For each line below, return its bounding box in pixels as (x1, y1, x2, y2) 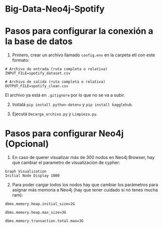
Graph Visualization (5, 169, 47, 174)
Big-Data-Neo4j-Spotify (5, 3, 105, 15)
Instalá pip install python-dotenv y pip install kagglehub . (12, 102, 133, 107)
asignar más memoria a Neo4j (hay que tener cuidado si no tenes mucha (12, 187, 158, 193)
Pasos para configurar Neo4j (5, 128, 124, 139)
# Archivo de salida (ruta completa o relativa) (5, 79, 106, 85)
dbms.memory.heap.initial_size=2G (5, 202, 75, 207)
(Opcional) (5, 139, 49, 149)
